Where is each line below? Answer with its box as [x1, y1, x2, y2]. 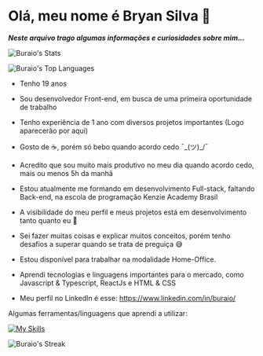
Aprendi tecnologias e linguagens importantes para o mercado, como [19, 270, 245, 279]
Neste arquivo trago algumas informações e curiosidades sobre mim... [8, 33, 245, 42]
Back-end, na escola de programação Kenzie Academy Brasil [19, 192, 218, 201]
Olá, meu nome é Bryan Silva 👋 [8, 7, 211, 25]
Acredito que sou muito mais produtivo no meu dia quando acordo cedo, [19, 160, 254, 170]
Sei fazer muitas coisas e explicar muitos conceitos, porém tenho [19, 231, 231, 240]
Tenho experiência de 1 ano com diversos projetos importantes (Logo [19, 117, 244, 127]
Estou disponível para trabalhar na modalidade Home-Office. [19, 255, 217, 264]
